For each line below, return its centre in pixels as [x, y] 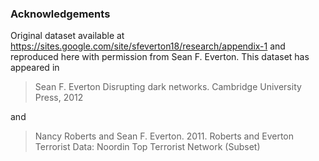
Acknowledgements [60, 14]
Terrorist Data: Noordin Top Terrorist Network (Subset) [147, 147]
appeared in [35, 68]
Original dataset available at [67, 36]
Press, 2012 [59, 98]
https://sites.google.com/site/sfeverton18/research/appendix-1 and [148, 46]
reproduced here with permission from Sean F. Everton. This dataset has [160, 57]
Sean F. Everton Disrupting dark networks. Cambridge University [168, 87]
